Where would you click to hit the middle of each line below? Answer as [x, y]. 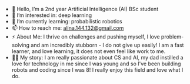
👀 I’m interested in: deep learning [52, 15]
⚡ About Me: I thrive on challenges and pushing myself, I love [86, 37]
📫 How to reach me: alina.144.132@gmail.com [68, 28]
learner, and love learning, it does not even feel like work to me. [89, 51]
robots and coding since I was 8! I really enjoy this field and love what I [97, 70]
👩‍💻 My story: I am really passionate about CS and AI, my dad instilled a [97, 57]
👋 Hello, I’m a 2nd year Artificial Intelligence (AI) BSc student [85, 9]
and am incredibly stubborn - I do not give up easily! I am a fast [107, 45]
